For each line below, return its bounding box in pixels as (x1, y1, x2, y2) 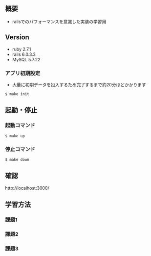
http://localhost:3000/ (5, 185, 50, 191)
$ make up (5, 133, 25, 138)
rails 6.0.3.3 (12, 51, 36, 57)
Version (5, 33, 29, 42)
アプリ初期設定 (5, 70, 41, 77)
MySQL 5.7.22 (12, 56, 41, 62)
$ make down (5, 157, 29, 162)
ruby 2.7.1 (12, 46, 31, 52)
